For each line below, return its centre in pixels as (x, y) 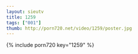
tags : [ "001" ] (24, 23)
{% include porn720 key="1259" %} (50, 45)
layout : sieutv (25, 12)
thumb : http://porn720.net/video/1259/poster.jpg (69, 28)
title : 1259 (21, 17)
